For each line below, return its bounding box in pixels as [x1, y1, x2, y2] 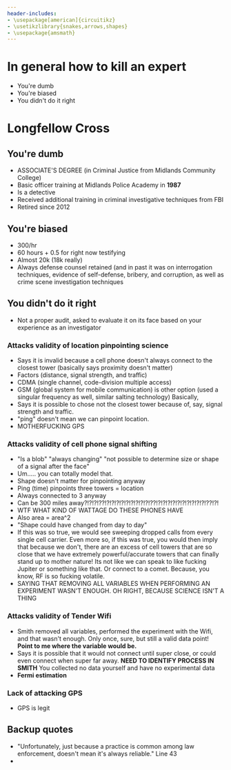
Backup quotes [7, 724, 74, 736]
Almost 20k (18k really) [17, 256, 83, 264]
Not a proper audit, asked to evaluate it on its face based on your [17, 316, 202, 324]
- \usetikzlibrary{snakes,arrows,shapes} [7, 23, 128, 30]
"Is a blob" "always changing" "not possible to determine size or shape [17, 455, 219, 463]
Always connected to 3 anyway [17, 492, 107, 500]
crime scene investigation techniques [17, 278, 124, 286]
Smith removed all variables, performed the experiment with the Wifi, [17, 627, 213, 635]
